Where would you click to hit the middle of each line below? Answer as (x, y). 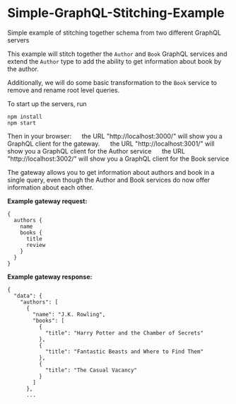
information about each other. (51, 187)
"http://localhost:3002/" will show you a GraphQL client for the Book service (118, 158)
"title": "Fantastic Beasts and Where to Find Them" (124, 352)
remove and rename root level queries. (64, 90)
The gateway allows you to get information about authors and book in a (111, 172)
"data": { (28, 296)
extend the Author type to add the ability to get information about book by (114, 61)
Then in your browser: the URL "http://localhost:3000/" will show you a (115, 136)
